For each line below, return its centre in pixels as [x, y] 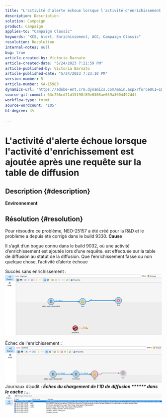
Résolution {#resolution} [44, 219]
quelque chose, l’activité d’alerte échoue [46, 261]
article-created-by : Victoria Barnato [45, 58]
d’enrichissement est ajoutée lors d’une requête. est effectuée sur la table [80, 251]
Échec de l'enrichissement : [34, 343]
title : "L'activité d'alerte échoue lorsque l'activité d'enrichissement [83, 10]
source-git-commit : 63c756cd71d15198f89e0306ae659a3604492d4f [71, 95]
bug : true [15, 52]
